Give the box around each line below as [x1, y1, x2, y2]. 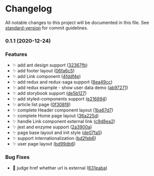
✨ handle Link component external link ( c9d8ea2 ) [12, 118, 115, 124]
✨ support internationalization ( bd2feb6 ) [12, 135, 96, 141]
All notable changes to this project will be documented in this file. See [5, 19, 149, 25]
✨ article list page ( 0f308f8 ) [12, 101, 71, 107]
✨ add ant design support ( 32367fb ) [12, 62, 88, 68]
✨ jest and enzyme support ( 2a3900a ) [12, 124, 92, 130]
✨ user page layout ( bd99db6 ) [12, 141, 76, 147]
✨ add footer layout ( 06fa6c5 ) [12, 68, 75, 74]
